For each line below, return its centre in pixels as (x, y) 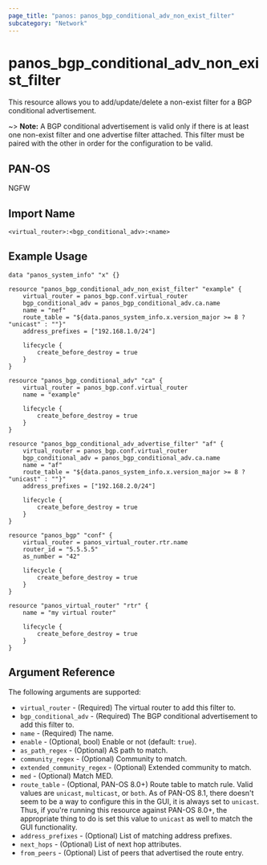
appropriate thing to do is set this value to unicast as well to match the (136, 818)
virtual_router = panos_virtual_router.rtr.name (105, 542)
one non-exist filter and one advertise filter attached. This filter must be (126, 135)
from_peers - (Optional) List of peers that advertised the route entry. (132, 852)
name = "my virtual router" (69, 613)
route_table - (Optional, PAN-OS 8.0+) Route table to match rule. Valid (136, 784)
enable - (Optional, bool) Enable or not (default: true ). (108, 741)
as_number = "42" (52, 556)
